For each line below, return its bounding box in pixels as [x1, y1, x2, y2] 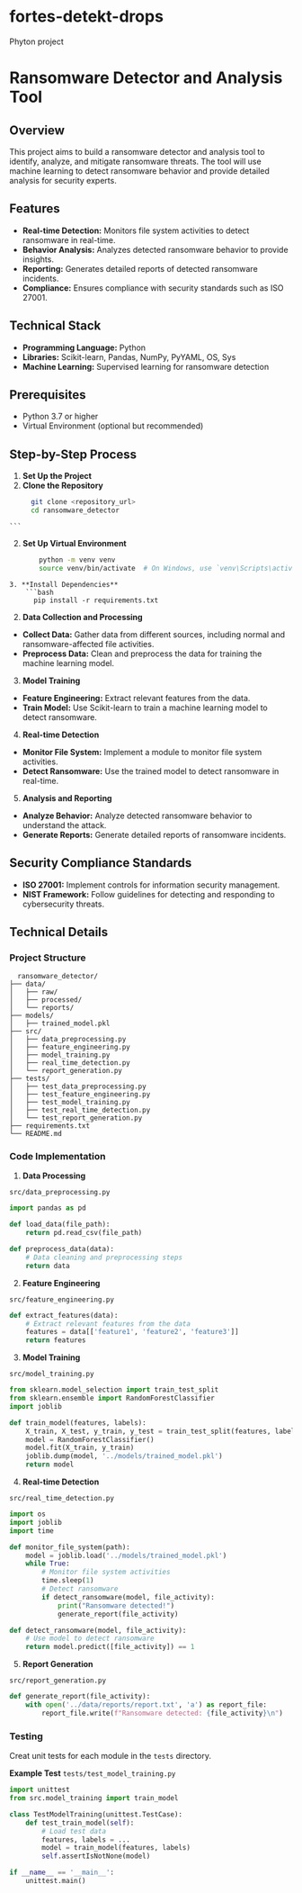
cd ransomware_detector [31, 506, 120, 515]
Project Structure [9, 951, 86, 964]
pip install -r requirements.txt [32, 596, 159, 605]
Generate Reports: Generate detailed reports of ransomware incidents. [22, 829, 287, 840]
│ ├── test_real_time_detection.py [9, 1105, 151, 1115]
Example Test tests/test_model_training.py [9, 1768, 176, 1779]
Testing [9, 1730, 43, 1743]
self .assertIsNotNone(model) [41, 1852, 151, 1861]
